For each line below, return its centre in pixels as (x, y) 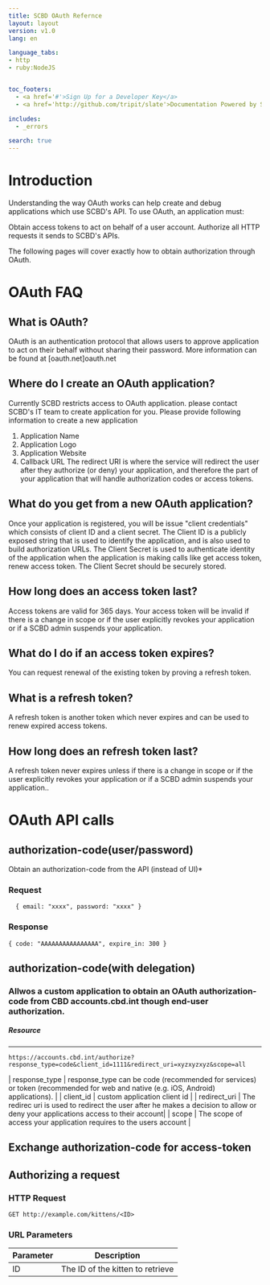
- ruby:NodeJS (32, 68)
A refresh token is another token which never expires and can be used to (129, 717)
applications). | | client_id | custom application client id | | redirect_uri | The (132, 1097)
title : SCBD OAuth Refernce (55, 16)
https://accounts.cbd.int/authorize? (72, 1057)
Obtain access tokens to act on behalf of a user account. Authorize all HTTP (134, 227)
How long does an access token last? (103, 591)
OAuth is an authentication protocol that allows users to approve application (134, 341)
